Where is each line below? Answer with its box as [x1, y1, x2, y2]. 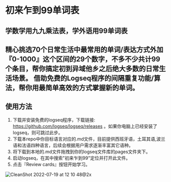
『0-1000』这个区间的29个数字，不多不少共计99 [5, 54, 160, 64]
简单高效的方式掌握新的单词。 [45, 83, 139, 92]
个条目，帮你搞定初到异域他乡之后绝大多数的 [5, 64, 146, 73]
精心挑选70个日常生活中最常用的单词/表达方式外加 [5, 45, 164, 54]
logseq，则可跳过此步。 [12, 129, 63, 135]
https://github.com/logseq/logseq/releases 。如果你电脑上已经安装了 [12, 123, 158, 129]
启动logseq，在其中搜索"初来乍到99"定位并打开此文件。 [12, 155, 131, 161]
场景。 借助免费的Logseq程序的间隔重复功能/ [12, 74, 154, 82]
